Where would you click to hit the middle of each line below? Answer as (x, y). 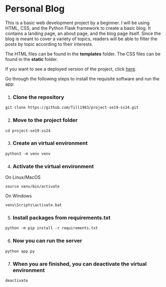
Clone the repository (38, 97)
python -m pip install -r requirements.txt (52, 228)
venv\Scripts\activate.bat (34, 205)
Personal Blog (35, 9)
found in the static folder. (32, 59)
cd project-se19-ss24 (28, 131)
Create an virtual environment (50, 143)
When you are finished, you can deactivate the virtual (80, 264)
